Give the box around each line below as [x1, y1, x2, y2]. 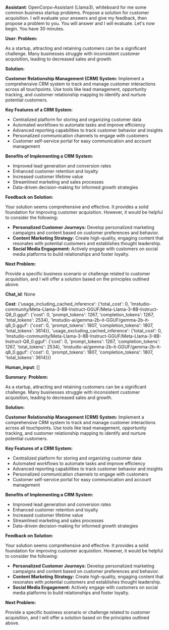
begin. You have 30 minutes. [5, 26, 65, 32]
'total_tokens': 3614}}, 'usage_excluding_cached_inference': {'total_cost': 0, [5, 328, 162, 333]
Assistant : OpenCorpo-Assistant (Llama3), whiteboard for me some [5, 5, 147, 10]
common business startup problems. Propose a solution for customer [5, 10, 150, 16]
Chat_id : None [5, 291, 36, 297]
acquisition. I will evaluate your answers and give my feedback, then [5, 15, 147, 21]
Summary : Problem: [5, 374, 48, 380]
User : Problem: [5, 35, 38, 41]
